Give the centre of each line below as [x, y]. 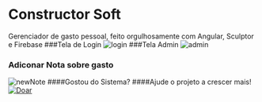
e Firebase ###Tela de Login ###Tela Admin [94, 44]
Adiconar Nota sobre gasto [61, 64]
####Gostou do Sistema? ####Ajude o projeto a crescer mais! [149, 82]
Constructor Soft [65, 15]
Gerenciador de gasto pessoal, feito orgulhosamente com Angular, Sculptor [131, 36]
